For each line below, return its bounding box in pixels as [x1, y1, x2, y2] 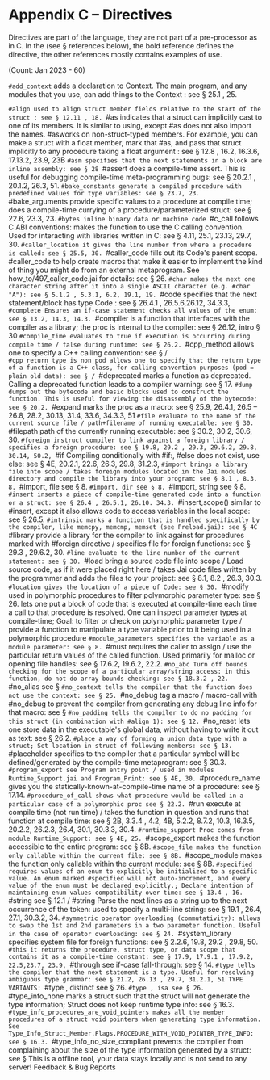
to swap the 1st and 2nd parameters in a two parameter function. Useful [8, 921, 262, 930]
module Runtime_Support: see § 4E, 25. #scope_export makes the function [8, 833, 261, 843]
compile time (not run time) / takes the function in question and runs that [8, 807, 250, 817]
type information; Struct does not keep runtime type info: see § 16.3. [8, 999, 235, 1009]
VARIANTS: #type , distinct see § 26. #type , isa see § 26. [8, 982, 205, 992]
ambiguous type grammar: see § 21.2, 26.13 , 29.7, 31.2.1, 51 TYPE [8, 975, 243, 983]
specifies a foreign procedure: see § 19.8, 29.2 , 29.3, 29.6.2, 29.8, [8, 443, 258, 452]
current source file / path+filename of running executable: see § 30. [8, 418, 254, 427]
